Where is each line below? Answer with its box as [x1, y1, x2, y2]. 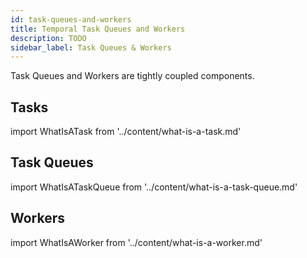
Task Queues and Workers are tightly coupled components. [10, 70, 255, 82]
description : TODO [10, 33, 87, 43]
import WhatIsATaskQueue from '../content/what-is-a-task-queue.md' [10, 181, 298, 193]
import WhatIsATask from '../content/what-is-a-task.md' [10, 126, 242, 138]
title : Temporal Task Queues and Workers [10, 24, 186, 34]
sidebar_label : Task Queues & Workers [10, 42, 172, 53]
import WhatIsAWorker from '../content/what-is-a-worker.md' [10, 236, 263, 248]
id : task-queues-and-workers [10, 14, 132, 25]
